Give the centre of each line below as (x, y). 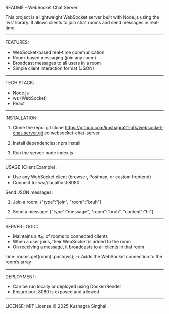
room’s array (18, 262)
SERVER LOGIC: (22, 226)
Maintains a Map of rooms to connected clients (60, 236)
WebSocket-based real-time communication (58, 52)
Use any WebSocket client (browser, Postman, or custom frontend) (82, 177)
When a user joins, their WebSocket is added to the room (71, 241)
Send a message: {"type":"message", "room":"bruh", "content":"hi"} (83, 212)
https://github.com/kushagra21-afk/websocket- (114, 128)
